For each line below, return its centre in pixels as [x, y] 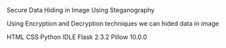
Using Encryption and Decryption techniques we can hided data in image [113, 23]
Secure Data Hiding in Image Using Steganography [81, 10]
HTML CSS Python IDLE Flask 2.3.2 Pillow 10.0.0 [77, 37]
